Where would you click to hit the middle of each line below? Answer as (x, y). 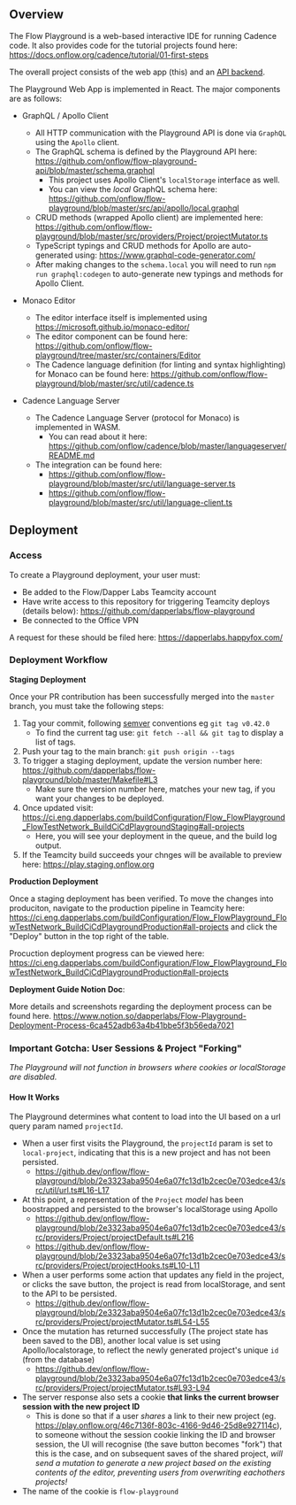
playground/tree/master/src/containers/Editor (118, 355)
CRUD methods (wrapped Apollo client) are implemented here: (149, 217)
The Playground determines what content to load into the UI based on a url (145, 1117)
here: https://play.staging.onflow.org (88, 864)
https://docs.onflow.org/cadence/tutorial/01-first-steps (109, 54)
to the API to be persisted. (69, 1294)
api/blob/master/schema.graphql (95, 170)
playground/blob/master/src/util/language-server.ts (142, 483)
